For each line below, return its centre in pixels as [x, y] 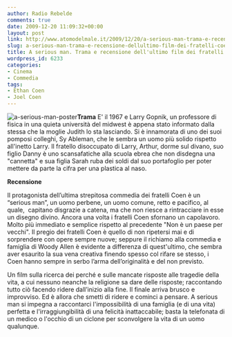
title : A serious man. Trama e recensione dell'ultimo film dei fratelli [116, 53]
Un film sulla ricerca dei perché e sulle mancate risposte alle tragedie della [113, 275]
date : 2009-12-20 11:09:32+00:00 [55, 26]
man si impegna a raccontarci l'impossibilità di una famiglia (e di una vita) [112, 304]
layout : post [26, 33]
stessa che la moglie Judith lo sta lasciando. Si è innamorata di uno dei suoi [115, 131]
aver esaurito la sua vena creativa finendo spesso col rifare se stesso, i [108, 254]
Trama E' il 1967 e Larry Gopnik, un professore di [147, 117]
